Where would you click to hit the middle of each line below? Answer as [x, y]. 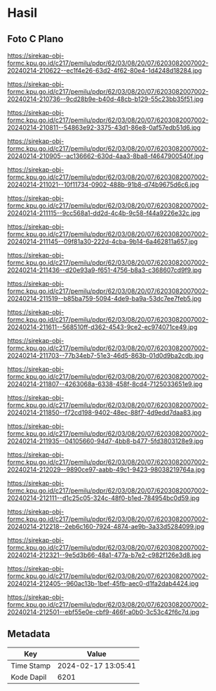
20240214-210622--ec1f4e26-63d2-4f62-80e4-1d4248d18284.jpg [104, 71]
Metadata [29, 634]
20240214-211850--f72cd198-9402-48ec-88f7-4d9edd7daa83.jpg [104, 412]
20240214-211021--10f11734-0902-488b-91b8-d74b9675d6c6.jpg [103, 185]
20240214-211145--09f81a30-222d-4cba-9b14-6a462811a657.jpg [103, 241]
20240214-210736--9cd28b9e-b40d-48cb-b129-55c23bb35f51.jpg [106, 99]
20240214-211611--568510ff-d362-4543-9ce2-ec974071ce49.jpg [102, 327]
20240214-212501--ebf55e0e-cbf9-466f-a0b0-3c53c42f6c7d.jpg [103, 612]
